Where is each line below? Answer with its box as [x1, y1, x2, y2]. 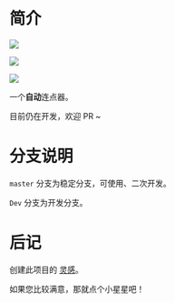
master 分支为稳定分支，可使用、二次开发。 [9, 177, 171, 188]
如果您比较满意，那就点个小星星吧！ [9, 283, 145, 294]
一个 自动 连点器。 [9, 91, 73, 102]
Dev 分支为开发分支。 [9, 197, 88, 207]
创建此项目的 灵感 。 [9, 264, 83, 275]
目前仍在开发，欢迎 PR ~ [9, 110, 102, 121]
